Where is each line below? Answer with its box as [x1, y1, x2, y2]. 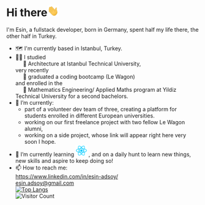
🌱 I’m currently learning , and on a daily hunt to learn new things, [15, 151, 192, 158]
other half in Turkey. [6, 32, 57, 40]
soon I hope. [24, 138, 56, 146]
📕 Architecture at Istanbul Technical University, [23, 60, 141, 67]
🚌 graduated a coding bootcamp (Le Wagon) [23, 73, 136, 81]
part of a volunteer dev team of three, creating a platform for [24, 106, 177, 113]
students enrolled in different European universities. [24, 112, 155, 119]
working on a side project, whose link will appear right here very [24, 132, 187, 139]
